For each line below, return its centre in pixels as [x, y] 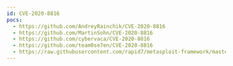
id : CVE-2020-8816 [33, 13]
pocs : [14, 20]
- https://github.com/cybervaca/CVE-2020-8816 [81, 39]
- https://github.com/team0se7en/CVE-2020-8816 [83, 45]
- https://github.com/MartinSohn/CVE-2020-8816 [83, 33]
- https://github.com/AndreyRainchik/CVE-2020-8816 [89, 26]
